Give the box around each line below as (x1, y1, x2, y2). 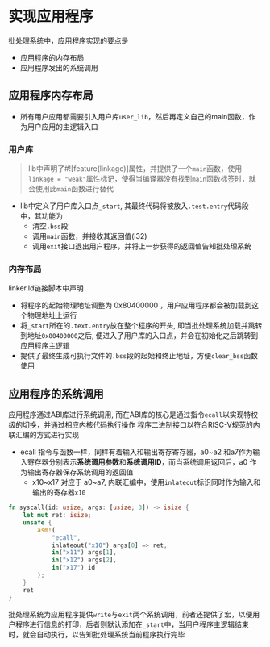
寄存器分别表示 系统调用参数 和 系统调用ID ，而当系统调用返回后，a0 (27, 457, 248, 467)
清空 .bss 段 (31, 221, 69, 231)
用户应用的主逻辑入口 (27, 122, 98, 131)
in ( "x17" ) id (51, 564, 95, 572)
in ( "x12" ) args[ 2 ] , (51, 556, 117, 565)
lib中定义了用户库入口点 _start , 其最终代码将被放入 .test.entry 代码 (19, 201, 242, 211)
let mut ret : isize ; (23, 511, 92, 520)
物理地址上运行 (27, 311, 77, 320)
